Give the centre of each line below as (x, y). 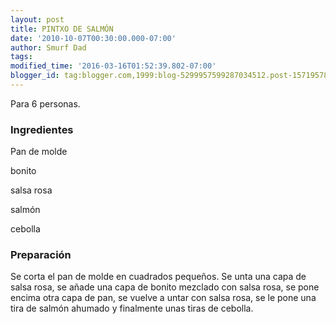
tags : (21, 57)
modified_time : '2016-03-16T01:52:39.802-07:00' (113, 66)
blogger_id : (35, 76)
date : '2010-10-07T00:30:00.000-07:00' (93, 38)
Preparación (41, 255)
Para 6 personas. (45, 103)
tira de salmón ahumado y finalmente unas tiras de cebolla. (132, 308)
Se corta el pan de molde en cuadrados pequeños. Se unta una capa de (158, 277)
